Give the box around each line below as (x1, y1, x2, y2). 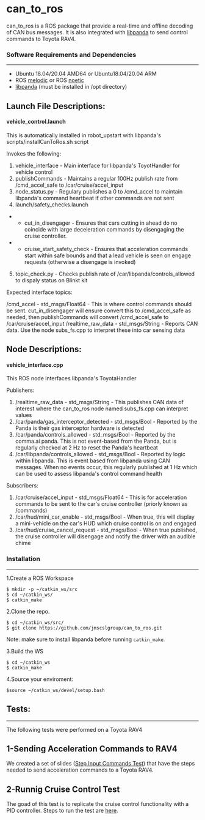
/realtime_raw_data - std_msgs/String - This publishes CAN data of (15, 399, 184, 406)
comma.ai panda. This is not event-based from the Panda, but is (15, 437, 177, 445)
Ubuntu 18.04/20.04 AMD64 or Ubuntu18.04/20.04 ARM (15, 70, 157, 78)
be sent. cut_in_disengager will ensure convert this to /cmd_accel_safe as (6, 307, 191, 314)
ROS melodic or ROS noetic (15, 77, 84, 84)
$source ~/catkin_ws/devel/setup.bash (6, 687, 105, 693)
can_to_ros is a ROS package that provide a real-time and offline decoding (6, 22, 193, 29)
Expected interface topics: (6, 288, 73, 296)
